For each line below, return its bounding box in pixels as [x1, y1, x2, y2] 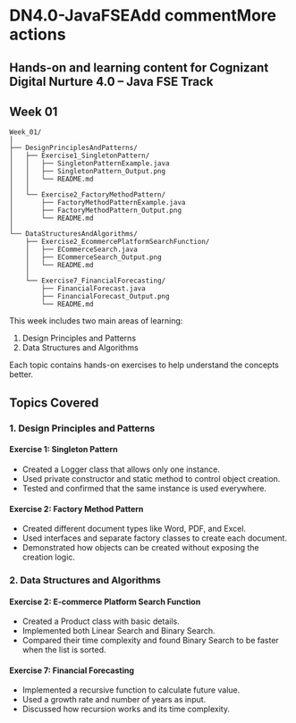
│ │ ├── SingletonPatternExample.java [9, 159, 170, 168]
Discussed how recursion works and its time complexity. [21, 703, 231, 715]
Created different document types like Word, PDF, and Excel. [21, 524, 247, 534]
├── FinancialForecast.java [41, 284, 146, 293]
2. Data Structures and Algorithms [9, 574, 161, 586]
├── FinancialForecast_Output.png [41, 292, 170, 301]
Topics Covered [9, 395, 99, 410]
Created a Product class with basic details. [21, 616, 181, 626]
